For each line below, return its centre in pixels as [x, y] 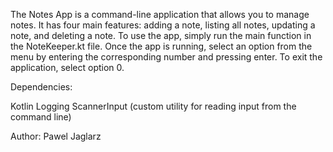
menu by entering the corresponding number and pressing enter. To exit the [166, 57]
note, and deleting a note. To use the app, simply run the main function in [161, 35]
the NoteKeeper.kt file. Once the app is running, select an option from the [161, 46]
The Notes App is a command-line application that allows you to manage [160, 14]
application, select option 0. [67, 67]
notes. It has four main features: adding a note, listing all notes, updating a [163, 25]
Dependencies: [41, 87]
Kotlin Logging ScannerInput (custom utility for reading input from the [153, 106]
